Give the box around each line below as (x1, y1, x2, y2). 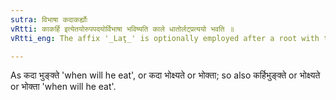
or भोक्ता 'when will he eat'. (10, 81, 117, 93)
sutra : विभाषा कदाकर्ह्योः (10, 14, 88, 25)
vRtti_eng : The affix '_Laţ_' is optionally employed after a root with (10, 33, 320, 43)
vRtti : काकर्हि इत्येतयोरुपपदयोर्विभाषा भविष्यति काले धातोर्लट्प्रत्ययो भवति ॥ (10, 24, 235, 34)
